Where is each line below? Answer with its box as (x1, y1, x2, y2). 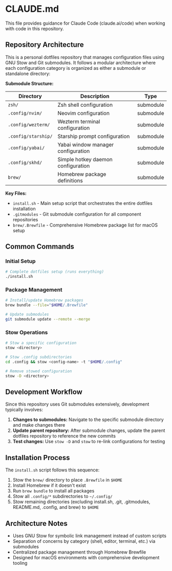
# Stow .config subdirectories (5, 355, 72, 360)
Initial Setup (5, 258, 36, 265)
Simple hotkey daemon (57, 156, 113, 163)
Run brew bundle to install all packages (12, 488, 95, 494)
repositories (12, 216, 38, 222)
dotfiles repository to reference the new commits (12, 433, 116, 439)
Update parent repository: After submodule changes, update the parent (12, 427, 165, 434)
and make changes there (12, 422, 66, 428)
